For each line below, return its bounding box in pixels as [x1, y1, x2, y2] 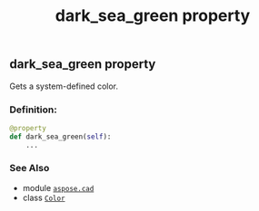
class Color [22, 192, 65, 203]
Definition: [9, 103, 57, 116]
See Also [9, 162, 50, 175]
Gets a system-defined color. [9, 81, 118, 91]
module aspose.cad [22, 182, 95, 193]
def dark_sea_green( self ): [9, 132, 112, 141]
